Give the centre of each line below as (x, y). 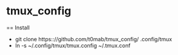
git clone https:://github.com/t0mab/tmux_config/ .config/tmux (94, 39)
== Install (18, 27)
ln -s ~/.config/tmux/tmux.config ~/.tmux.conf (73, 45)
